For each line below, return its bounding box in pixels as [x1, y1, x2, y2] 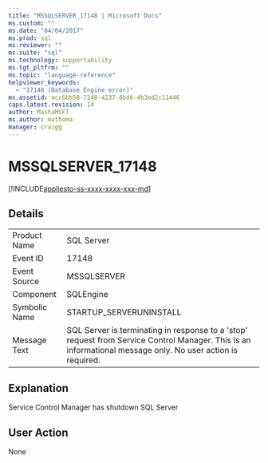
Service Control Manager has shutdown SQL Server [8, 402, 179, 412]
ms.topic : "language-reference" [8, 71, 116, 79]
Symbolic [12, 301, 48, 312]
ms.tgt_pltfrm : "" [8, 64, 69, 72]
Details [8, 207, 44, 220]
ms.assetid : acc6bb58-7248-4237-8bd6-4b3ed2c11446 [8, 93, 180, 101]
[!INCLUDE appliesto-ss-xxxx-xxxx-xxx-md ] [8, 184, 152, 193]
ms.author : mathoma [8, 116, 73, 124]
